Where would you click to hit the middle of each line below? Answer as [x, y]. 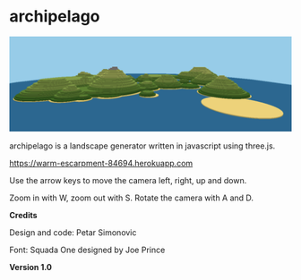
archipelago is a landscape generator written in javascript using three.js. [142, 146]
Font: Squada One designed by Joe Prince [87, 250]
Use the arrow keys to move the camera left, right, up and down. [128, 181]
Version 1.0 [30, 267]
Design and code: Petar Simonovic [73, 233]
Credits [23, 216]
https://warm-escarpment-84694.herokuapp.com [101, 164]
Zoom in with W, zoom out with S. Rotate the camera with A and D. [131, 198]
